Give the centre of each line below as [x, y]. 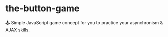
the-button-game [42, 9]
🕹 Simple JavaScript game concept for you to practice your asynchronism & [84, 22]
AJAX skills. [18, 30]
